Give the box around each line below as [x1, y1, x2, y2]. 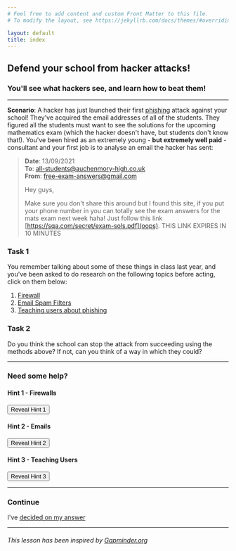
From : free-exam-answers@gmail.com [24, 172, 137, 180]
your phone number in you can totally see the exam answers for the [24, 206, 221, 215]
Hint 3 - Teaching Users [7, 455, 79, 464]
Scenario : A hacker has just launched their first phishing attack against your [7, 106, 228, 114]
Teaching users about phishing [17, 306, 107, 315]
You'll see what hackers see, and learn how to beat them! [7, 83, 206, 93]
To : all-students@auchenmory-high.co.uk [24, 164, 146, 172]
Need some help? [7, 371, 68, 381]
